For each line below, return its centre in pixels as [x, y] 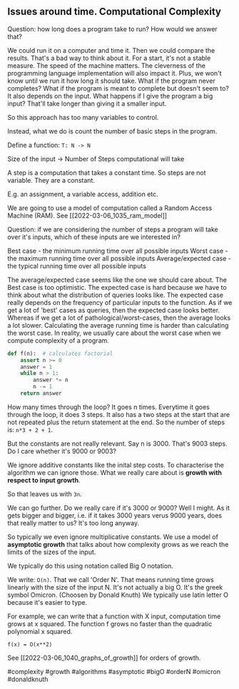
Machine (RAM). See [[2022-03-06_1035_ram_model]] [87, 215]
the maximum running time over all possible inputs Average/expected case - [119, 258]
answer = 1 [36, 367]
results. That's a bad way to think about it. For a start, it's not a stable [109, 58]
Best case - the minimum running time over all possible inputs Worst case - [118, 251]
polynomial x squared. [40, 631]
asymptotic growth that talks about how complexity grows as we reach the [118, 544]
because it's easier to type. [47, 602]
